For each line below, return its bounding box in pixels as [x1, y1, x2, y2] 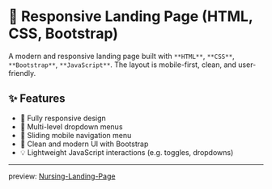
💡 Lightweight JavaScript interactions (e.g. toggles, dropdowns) [19, 147, 234, 157]
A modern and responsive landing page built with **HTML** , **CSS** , [8, 51, 235, 61]
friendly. [8, 68, 36, 78]
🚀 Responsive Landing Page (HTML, [8, 7, 253, 26]
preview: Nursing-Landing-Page [8, 171, 116, 181]
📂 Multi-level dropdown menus [19, 121, 123, 132]
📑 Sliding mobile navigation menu [19, 130, 132, 140]
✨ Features [8, 92, 66, 106]
